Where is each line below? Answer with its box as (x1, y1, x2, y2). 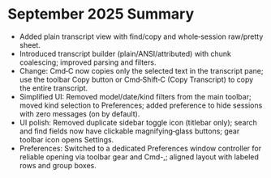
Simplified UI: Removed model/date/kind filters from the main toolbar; (19, 91, 252, 101)
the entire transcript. (19, 83, 88, 93)
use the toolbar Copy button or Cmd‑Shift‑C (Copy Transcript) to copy (19, 74, 254, 84)
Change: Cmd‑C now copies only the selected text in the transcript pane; (19, 66, 264, 75)
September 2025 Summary (7, 5, 195, 23)
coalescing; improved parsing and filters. (19, 57, 157, 67)
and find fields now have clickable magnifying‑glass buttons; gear (19, 126, 240, 136)
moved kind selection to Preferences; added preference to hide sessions (19, 100, 263, 110)
